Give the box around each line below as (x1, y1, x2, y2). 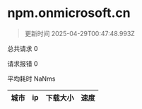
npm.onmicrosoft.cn (7, 5, 131, 21)
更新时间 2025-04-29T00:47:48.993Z (24, 29, 136, 38)
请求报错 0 (7, 59, 38, 68)
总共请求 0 (7, 44, 38, 52)
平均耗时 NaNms (7, 74, 56, 83)
